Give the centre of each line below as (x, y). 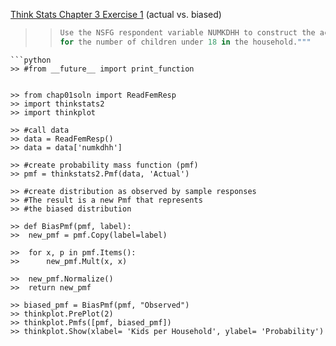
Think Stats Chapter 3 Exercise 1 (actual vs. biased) (116, 14)
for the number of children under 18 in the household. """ (185, 42)
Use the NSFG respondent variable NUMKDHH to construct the (187, 33)
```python (31, 60)
